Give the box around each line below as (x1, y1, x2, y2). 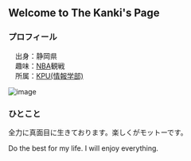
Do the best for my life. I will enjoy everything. (8, 143, 159, 153)
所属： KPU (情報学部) (14, 71, 84, 80)
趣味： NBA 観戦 (14, 61, 65, 71)
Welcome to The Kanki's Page (8, 6, 160, 20)
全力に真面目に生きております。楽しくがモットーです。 (8, 127, 188, 137)
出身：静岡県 (14, 51, 57, 60)
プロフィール (8, 32, 57, 43)
